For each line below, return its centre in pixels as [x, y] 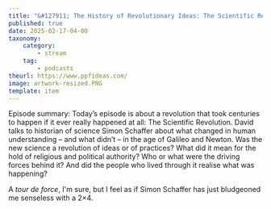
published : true [35, 23]
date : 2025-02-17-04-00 [48, 31]
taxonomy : [25, 38]
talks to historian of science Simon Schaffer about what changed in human [132, 131]
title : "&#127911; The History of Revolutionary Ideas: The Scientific [131, 16]
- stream [52, 53]
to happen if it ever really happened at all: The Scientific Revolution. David [131, 123]
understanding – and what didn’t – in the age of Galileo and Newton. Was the [135, 140]
